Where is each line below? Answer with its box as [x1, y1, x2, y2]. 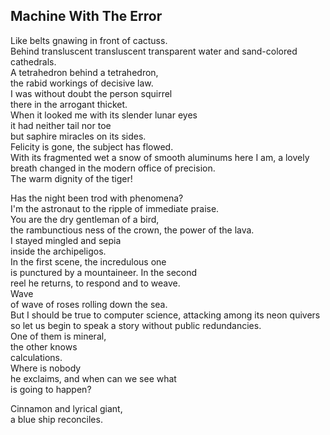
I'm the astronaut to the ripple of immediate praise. [10, 202, 220, 214]
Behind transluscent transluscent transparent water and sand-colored [10, 45, 298, 57]
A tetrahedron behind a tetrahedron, [10, 66, 159, 78]
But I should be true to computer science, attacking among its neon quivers [10, 309, 321, 321]
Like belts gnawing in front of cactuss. [10, 34, 168, 46]
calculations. [10, 351, 63, 363]
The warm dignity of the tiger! [10, 172, 133, 184]
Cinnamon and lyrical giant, [10, 402, 123, 414]
